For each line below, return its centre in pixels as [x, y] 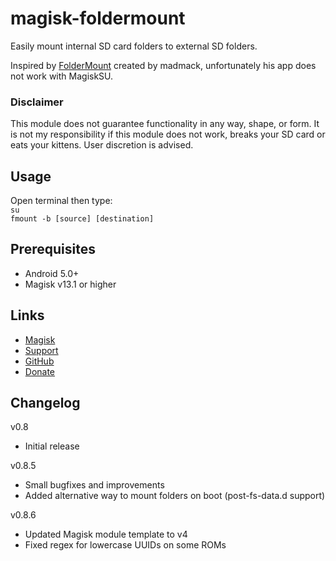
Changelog [45, 403]
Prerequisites [53, 249]
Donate [40, 371]
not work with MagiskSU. [62, 76]
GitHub [39, 361]
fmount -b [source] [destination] [82, 219]
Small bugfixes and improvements [94, 485]
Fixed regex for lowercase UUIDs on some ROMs [125, 545]
